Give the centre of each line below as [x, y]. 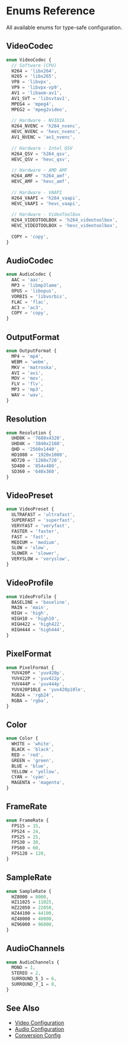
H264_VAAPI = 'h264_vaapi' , [46, 198]
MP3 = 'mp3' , [28, 390]
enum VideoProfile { [32, 597]
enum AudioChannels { [33, 962]
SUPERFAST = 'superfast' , [44, 520]
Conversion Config [38, 1035]
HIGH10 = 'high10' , [36, 619]
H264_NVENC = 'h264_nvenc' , [46, 126]
